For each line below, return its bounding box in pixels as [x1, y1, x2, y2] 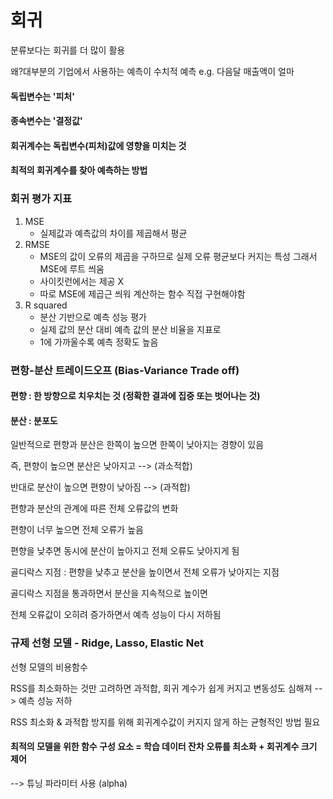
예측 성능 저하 [18, 694, 73, 706]
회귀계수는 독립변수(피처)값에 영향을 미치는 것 [10, 139, 187, 151]
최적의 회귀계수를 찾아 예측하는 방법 [10, 164, 148, 176]
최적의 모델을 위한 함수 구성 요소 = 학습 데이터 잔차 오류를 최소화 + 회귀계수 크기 [10, 741, 318, 753]
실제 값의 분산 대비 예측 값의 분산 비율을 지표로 [39, 323, 222, 335]
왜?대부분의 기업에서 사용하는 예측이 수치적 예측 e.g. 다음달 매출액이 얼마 [10, 65, 295, 77]
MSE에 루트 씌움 [39, 262, 105, 275]
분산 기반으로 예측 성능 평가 [39, 311, 147, 323]
